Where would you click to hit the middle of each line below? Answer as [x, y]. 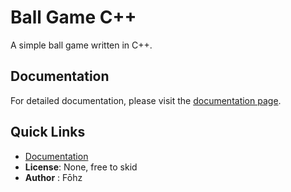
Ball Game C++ [73, 17]
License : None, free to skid [81, 167]
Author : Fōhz [53, 177]
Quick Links [48, 132]
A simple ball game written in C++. [81, 45]
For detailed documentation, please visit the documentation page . [146, 100]
